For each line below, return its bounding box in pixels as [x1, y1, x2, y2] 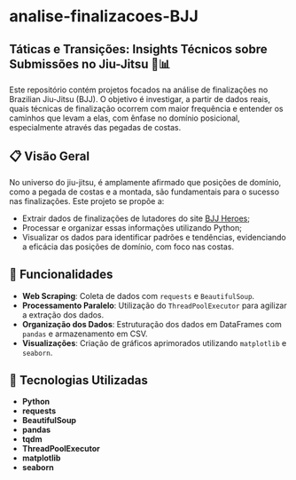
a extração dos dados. [21, 309, 105, 320]
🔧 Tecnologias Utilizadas [9, 373, 148, 388]
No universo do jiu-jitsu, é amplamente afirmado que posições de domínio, [9, 177, 282, 187]
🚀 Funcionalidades [9, 267, 113, 282]
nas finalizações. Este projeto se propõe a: [9, 195, 165, 206]
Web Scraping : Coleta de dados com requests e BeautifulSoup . [21, 290, 255, 301]
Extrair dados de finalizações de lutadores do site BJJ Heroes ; [21, 213, 251, 224]
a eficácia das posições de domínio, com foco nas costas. [21, 241, 235, 252]
